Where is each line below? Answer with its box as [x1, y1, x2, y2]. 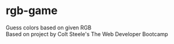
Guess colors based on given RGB [5, 24, 92, 31]
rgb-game [5, 4, 58, 18]
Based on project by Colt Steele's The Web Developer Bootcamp [5, 30, 169, 37]
